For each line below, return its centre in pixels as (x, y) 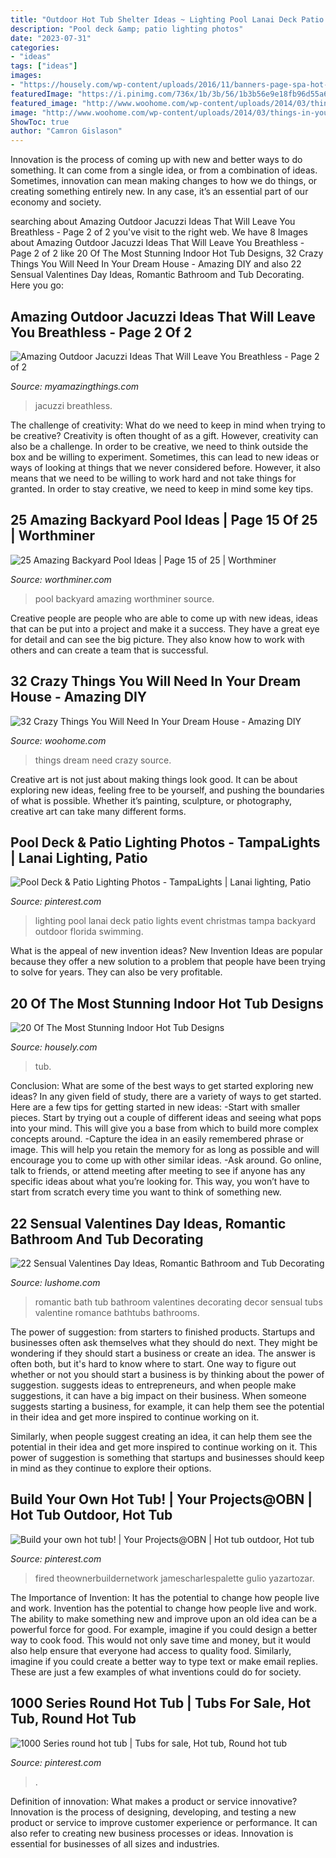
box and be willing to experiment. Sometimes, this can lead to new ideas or (165, 457)
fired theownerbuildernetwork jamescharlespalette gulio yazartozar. (174, 1578)
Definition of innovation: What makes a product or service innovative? (154, 1801)
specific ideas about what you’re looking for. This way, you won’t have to (160, 1182)
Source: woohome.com (58, 740)
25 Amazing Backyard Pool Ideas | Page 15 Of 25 (164, 520)
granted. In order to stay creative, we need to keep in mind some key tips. (162, 488)
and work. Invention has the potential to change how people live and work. (164, 1608)
